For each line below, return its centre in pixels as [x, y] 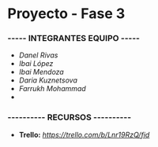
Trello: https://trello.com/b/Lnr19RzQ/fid [84, 134]
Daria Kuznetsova [48, 80]
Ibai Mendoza [41, 72]
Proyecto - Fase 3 [66, 14]
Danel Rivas [38, 55]
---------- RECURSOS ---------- [70, 117]
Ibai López [36, 64]
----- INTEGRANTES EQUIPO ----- [73, 39]
